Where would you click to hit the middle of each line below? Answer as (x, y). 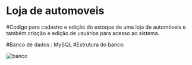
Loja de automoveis (55, 11)
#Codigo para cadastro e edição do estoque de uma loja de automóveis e (96, 27)
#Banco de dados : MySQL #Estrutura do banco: (65, 45)
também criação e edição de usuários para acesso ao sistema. (83, 33)
